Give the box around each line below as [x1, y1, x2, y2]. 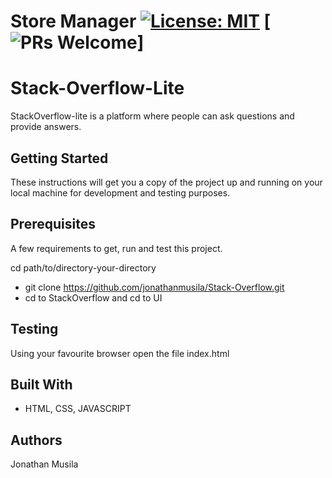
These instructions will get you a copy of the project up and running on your [10, 176, 323, 188]
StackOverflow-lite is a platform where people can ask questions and [10, 110, 295, 122]
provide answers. [10, 121, 82, 133]
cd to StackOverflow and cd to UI [24, 291, 163, 304]
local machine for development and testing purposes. [10, 186, 231, 199]
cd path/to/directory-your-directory [10, 261, 157, 274]
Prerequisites [10, 216, 96, 233]
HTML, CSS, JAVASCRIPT [24, 403, 132, 415]
